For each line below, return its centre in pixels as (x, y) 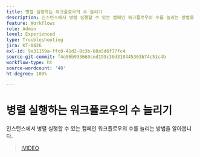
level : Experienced (31, 34)
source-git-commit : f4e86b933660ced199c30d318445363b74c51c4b (86, 57)
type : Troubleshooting (35, 40)
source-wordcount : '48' (36, 68)
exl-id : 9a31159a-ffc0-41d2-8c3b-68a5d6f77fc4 (66, 51)
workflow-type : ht (29, 62)
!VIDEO (30, 148)
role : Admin (21, 29)
